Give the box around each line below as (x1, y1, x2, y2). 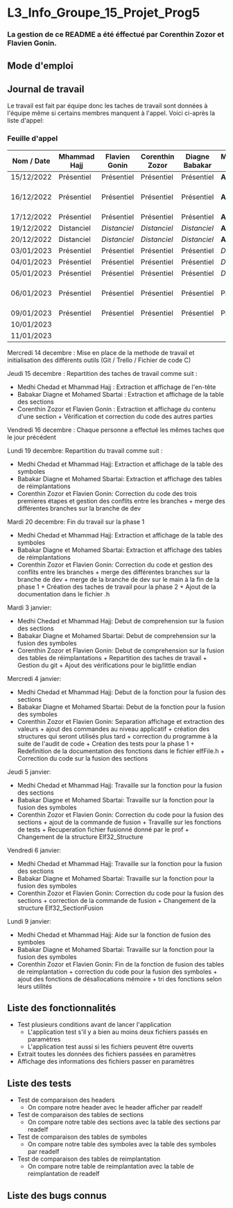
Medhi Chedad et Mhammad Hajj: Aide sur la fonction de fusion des (17, 931, 212, 939)
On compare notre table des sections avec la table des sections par (27, 1118, 221, 1126)
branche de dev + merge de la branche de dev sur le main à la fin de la (17, 575, 220, 583)
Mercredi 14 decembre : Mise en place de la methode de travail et (7, 348, 195, 356)
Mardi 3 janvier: (7, 603, 52, 612)
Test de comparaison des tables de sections (17, 1111, 144, 1119)
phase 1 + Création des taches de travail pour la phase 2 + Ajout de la (17, 583, 216, 591)
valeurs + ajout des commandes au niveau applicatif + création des (17, 725, 210, 733)
